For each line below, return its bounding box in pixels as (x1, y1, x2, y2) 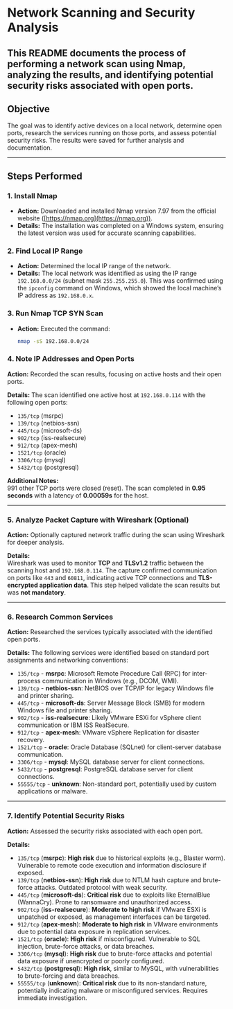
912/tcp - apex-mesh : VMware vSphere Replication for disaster (17, 728, 200, 737)
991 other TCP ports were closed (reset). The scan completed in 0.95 (7, 484, 206, 492)
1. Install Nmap (7, 191, 58, 200)
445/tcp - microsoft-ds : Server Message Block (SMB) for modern (17, 699, 205, 708)
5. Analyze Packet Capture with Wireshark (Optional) (7, 515, 189, 525)
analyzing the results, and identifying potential (7, 69, 214, 80)
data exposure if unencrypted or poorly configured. (17, 956, 165, 965)
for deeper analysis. (7, 538, 64, 547)
